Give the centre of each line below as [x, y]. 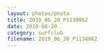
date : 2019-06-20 [32, 26]
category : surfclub [35, 33]
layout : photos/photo [38, 13]
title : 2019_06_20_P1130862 [48, 20]
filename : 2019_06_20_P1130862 [52, 39]
